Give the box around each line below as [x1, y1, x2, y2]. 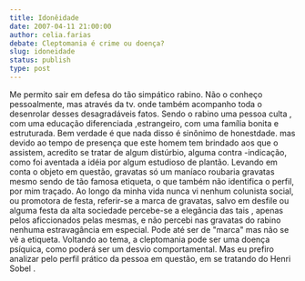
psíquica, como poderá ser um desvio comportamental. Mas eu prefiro [9, 243, 275, 255]
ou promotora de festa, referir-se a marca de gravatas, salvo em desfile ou [9, 195, 290, 206]
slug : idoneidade [9, 47, 76, 56]
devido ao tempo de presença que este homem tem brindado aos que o [9, 137, 279, 148]
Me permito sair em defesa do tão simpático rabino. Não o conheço [9, 88, 263, 100]
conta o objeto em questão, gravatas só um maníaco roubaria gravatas [9, 166, 275, 177]
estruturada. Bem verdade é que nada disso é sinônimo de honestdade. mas [9, 127, 296, 138]
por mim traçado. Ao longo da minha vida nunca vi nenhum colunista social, [9, 186, 294, 196]
